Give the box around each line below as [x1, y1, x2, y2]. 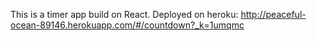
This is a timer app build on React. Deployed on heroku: [10, 9, 239, 20]
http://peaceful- [240, 9, 307, 20]
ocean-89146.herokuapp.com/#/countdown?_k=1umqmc [10, 19, 245, 31]
